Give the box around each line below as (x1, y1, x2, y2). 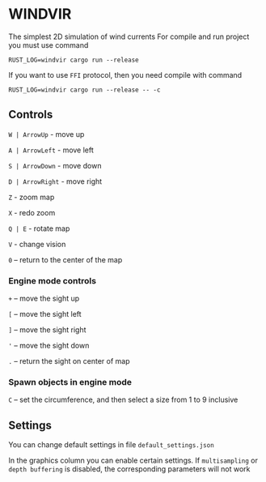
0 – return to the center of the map (8, 254, 123, 264)
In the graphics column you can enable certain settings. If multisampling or (8, 455, 259, 466)
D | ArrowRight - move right (8, 176, 103, 186)
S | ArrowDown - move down (8, 160, 102, 170)
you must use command (8, 40, 89, 49)
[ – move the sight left (8, 309, 82, 319)
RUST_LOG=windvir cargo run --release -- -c (8, 86, 161, 94)
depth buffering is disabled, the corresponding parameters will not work (8, 464, 251, 474)
